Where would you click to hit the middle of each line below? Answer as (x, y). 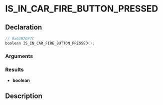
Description (24, 96)
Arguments (19, 56)
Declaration (24, 27)
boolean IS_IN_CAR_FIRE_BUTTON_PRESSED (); (50, 43)
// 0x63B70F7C (20, 38)
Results (14, 69)
